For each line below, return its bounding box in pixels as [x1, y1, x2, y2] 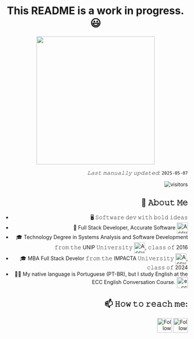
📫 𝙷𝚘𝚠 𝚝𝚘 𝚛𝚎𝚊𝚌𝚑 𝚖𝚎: [104, 299, 188, 309]
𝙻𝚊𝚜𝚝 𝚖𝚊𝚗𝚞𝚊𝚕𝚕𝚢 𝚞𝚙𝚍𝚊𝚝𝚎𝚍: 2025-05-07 [87, 169, 188, 176]
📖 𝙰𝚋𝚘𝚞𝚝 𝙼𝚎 [141, 198, 188, 208]
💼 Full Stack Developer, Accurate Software [73, 224, 176, 231]
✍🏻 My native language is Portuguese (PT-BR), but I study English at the [14, 270, 188, 278]
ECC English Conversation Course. [91, 278, 176, 285]
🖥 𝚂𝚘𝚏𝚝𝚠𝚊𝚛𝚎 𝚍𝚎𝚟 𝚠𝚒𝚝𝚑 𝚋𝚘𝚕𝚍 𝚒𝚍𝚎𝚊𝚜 [90, 214, 188, 221]
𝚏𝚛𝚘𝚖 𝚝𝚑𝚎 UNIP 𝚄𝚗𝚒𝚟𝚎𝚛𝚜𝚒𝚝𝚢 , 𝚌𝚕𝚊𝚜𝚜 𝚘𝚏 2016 [55, 244, 188, 251]
